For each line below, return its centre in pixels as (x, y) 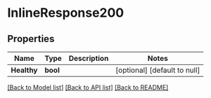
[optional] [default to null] (158, 70)
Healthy (24, 70)
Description (89, 58)
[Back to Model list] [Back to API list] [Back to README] (88, 87)
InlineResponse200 (66, 13)
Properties (31, 39)
